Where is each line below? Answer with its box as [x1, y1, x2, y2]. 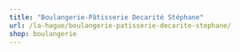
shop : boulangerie [9, 29, 77, 38]
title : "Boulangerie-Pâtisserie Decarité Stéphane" [9, 12, 204, 22]
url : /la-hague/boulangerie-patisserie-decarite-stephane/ [9, 21, 232, 30]
